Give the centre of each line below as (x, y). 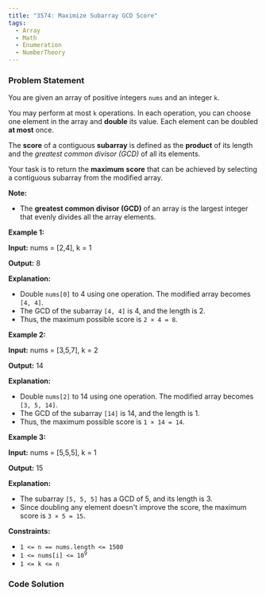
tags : (17, 23)
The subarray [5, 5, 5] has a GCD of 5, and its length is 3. (116, 499)
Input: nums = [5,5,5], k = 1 (52, 453)
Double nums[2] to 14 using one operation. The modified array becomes (137, 397)
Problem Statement (46, 80)
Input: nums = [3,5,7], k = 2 (53, 350)
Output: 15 (26, 468)
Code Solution (37, 584)
